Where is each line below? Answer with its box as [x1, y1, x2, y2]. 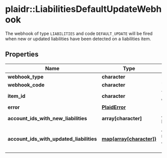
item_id [7, 92, 26, 99]
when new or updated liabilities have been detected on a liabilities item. [5, 36, 152, 42]
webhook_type [7, 73, 44, 80]
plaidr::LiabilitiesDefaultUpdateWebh [5, 3, 162, 15]
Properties [5, 50, 39, 59]
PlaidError [101, 103, 126, 110]
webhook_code [7, 81, 45, 88]
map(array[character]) [101, 135, 157, 142]
